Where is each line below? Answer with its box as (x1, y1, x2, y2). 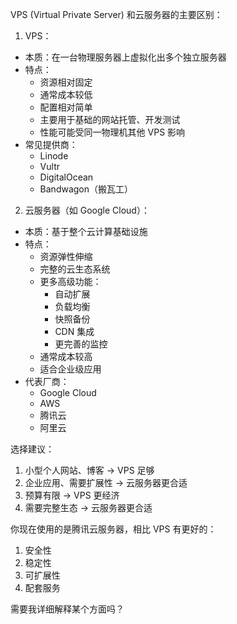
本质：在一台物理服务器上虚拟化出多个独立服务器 (24, 51, 227, 63)
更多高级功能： (39, 276, 102, 287)
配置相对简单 (39, 101, 93, 113)
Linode (39, 150, 69, 162)
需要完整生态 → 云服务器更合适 (24, 502, 153, 513)
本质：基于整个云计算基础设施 (24, 226, 148, 237)
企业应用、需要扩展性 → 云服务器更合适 (24, 477, 188, 488)
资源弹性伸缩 (39, 251, 93, 262)
